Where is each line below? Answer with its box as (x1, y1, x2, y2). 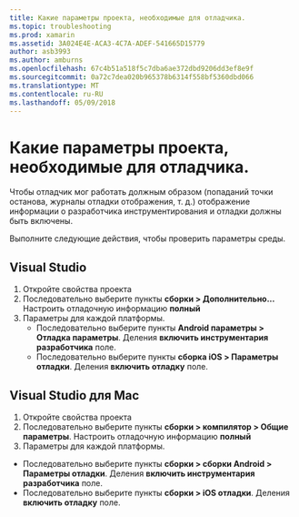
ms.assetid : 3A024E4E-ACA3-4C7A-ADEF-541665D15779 (9, 38, 205, 48)
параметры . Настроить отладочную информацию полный (22, 431, 252, 441)
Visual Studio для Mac (9, 388, 140, 403)
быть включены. (9, 216, 74, 227)
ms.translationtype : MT (9, 81, 100, 90)
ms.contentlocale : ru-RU (9, 89, 104, 98)
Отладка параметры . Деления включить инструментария (35, 332, 269, 343)
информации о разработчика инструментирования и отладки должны (9, 206, 282, 217)
